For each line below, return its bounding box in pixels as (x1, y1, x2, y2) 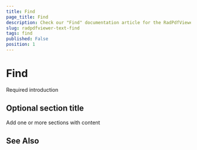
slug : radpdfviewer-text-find (6, 25, 80, 31)
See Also (6, 136, 39, 146)
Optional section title (6, 104, 84, 114)
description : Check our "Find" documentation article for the (6, 19, 161, 25)
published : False (6, 36, 49, 42)
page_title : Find (6, 14, 49, 20)
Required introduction (6, 86, 59, 93)
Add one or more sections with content (6, 119, 101, 126)
